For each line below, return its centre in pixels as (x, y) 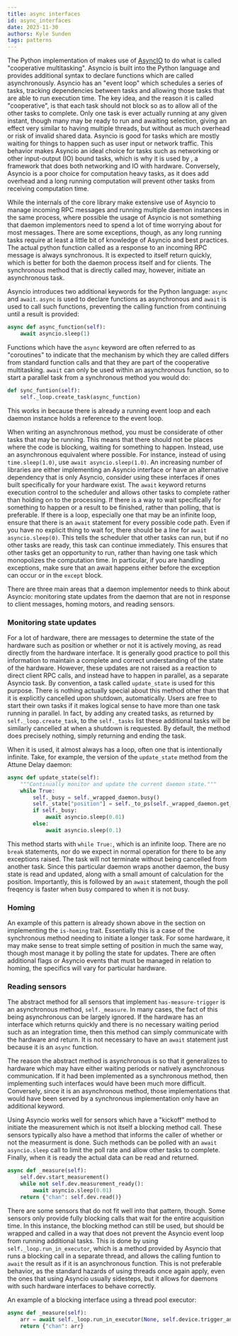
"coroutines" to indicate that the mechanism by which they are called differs (118, 355)
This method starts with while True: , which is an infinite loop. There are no (117, 844)
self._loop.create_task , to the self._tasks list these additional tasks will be (119, 720)
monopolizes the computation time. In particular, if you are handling (106, 560)
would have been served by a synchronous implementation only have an (113, 1099)
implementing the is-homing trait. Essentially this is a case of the (101, 931)
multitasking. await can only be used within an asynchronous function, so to (118, 370)
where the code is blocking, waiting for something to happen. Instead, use (115, 447)
